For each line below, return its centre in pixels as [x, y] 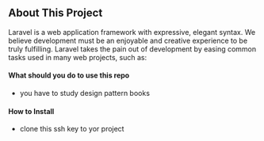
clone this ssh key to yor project [72, 129]
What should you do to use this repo [69, 75]
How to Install [31, 111]
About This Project [55, 13]
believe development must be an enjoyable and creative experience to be [128, 40]
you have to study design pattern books [85, 93]
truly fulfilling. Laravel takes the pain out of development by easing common [132, 49]
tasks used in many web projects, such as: [78, 57]
